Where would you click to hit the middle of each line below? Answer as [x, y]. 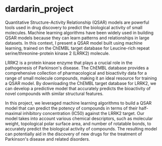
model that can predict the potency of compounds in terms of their [71, 108]
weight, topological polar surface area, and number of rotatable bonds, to [78, 123]
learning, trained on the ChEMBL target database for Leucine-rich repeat [77, 48]
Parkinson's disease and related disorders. [48, 139]
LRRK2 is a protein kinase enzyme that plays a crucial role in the [69, 63]
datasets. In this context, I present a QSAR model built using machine [74, 43]
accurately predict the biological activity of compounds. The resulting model [81, 129]
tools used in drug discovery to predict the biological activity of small [74, 27]
